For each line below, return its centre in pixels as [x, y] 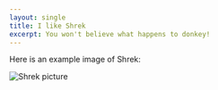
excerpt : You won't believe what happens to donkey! [110, 34]
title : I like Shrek [48, 26]
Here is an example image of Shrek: [75, 60]
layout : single [38, 17]
